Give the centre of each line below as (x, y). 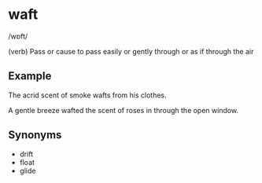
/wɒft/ (18, 36)
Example (30, 76)
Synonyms (35, 135)
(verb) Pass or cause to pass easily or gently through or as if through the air (131, 51)
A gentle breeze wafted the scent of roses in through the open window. (123, 110)
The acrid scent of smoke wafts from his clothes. (87, 95)
